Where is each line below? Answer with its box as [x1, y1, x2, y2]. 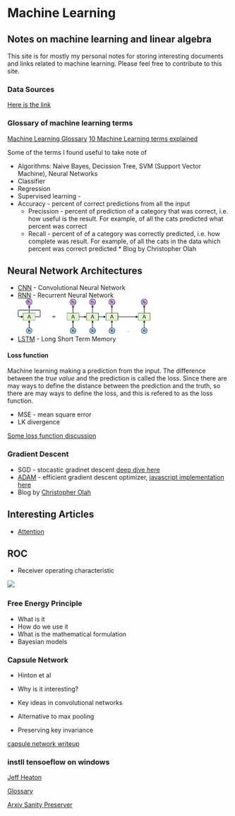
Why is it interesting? [17, 684, 79, 693]
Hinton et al [17, 670, 52, 680]
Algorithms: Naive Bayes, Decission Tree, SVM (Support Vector [17, 161, 201, 170]
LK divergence [17, 418, 60, 426]
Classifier [17, 177, 46, 185]
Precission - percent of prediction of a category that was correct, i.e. [28, 206, 229, 215]
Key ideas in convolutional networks [17, 698, 123, 706]
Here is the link [7, 100, 52, 109]
